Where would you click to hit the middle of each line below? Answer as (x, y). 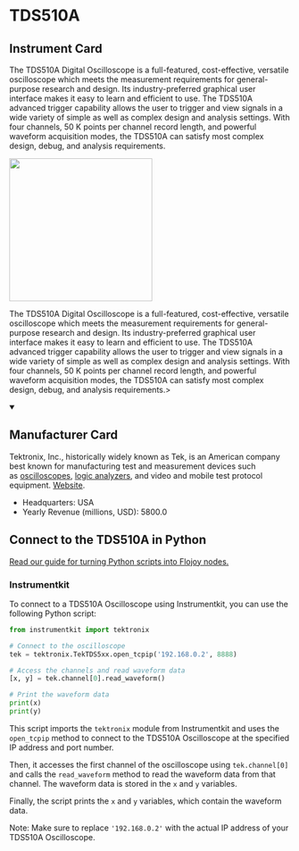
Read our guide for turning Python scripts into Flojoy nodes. (119, 561)
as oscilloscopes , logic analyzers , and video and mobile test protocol (136, 475)
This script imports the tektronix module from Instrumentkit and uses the (144, 728)
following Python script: (53, 613)
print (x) (25, 703)
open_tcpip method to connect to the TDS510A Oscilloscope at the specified (149, 738)
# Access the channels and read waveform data (97, 671)
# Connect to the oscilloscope (67, 646)
